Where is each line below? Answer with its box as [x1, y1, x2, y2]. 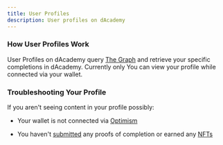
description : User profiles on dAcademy [7, 17, 126, 24]
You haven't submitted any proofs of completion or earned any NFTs [17, 130, 213, 139]
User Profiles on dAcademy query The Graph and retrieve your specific [7, 55, 211, 63]
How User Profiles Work [7, 40, 90, 49]
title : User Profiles [7, 10, 70, 17]
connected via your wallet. [7, 70, 83, 78]
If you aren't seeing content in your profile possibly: [7, 103, 154, 112]
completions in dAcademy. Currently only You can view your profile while [7, 62, 216, 71]
